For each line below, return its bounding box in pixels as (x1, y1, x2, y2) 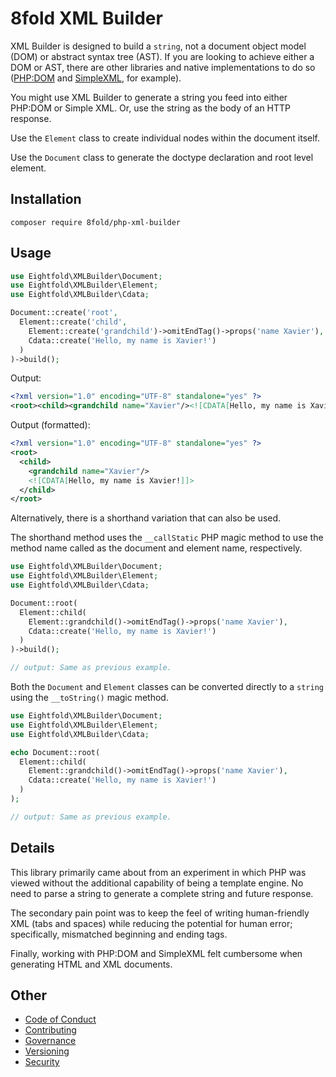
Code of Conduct (24, 1013, 97, 1026)
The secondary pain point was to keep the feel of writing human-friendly (10, 907, 310, 919)
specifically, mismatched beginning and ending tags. (10, 928, 228, 940)
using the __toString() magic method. (10, 692, 169, 704)
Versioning (24, 1045, 70, 1057)
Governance (24, 1035, 77, 1047)
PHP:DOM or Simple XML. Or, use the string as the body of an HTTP (10, 102, 292, 114)
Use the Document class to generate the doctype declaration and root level (10, 151, 314, 163)
